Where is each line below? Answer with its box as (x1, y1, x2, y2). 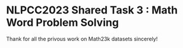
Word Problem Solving (6, 16, 119, 29)
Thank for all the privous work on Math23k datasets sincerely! (6, 35, 158, 42)
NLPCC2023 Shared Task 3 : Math (6, 4, 178, 17)
